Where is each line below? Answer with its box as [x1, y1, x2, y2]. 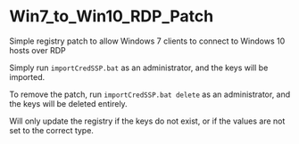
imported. [9, 71, 46, 82]
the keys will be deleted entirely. [9, 98, 128, 108]
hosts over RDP [9, 44, 66, 55]
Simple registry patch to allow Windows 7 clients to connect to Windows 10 [9, 36, 286, 46]
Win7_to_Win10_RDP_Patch [9, 6, 214, 27]
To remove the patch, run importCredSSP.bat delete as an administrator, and [9, 89, 291, 100]
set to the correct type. [9, 124, 94, 135]
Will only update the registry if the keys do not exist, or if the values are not [9, 116, 286, 126]
